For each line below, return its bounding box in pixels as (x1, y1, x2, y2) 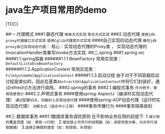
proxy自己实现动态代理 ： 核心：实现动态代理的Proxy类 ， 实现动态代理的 (5, 43, 147, 49)
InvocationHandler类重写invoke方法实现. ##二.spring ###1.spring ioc (5, 50, 145, 55)
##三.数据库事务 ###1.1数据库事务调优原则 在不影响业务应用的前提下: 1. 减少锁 (5, 113, 160, 119)
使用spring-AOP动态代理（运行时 (89, 97, 156, 103)
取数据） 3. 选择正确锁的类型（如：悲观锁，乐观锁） (5, 124, 95, 130)
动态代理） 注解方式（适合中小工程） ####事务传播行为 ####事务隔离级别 (9, 103, 153, 108)
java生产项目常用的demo (5, 4, 107, 16)
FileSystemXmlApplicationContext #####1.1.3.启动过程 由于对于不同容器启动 (5, 72, 160, 78)
